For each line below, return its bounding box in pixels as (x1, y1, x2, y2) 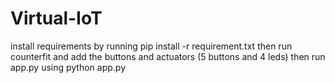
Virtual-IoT (10, 7, 103, 30)
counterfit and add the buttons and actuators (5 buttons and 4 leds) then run (10, 50, 326, 62)
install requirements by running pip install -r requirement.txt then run (10, 40, 293, 52)
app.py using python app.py (10, 61, 127, 73)
